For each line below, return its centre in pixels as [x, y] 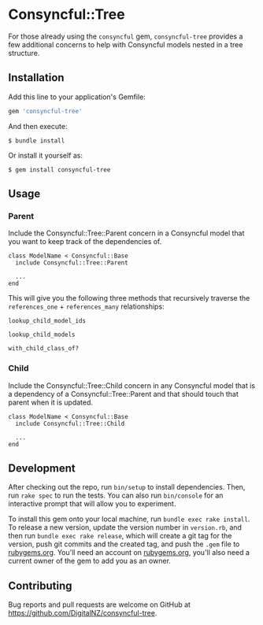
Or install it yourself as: [45, 155]
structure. [24, 53]
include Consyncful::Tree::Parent [72, 263]
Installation [36, 78]
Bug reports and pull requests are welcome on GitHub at [100, 605]
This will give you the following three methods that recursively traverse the [129, 298]
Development [42, 468]
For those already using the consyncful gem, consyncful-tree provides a [126, 36]
